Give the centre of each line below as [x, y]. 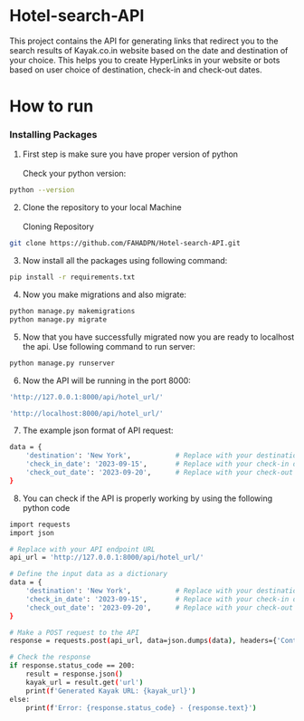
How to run [52, 106]
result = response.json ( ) [75, 674]
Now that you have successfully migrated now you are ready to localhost [158, 337]
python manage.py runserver [62, 363]
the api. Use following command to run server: [109, 346]
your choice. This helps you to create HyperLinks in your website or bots [145, 60]
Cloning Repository [58, 226]
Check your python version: [74, 174]
